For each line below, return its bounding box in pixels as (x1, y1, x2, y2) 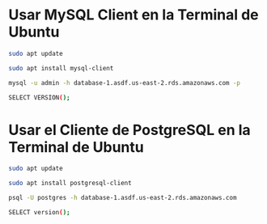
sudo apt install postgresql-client (8, 180, 132, 188)
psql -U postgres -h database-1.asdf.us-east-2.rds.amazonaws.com (8, 194, 237, 202)
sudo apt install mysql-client (8, 64, 114, 72)
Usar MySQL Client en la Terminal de (8, 6, 259, 24)
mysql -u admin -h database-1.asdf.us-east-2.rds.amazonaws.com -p (8, 78, 241, 87)
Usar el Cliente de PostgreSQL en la (8, 120, 251, 139)
